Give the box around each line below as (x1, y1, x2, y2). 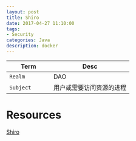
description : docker (6, 43, 59, 49)
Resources (6, 108, 62, 122)
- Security (6, 32, 34, 38)
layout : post (6, 9, 39, 15)
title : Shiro (6, 15, 39, 21)
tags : (6, 26, 20, 32)
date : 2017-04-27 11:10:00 (6, 20, 75, 26)
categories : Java (6, 37, 50, 43)
